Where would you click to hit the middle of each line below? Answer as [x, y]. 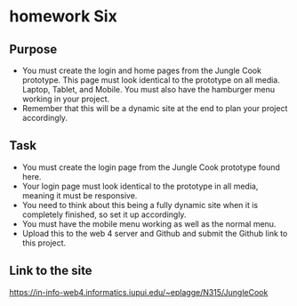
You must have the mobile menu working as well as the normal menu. [149, 223]
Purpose [33, 49]
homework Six [63, 16]
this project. [44, 243]
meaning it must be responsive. [80, 195]
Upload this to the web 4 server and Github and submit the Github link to [155, 233]
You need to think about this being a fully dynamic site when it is [140, 205]
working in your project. [65, 99]
